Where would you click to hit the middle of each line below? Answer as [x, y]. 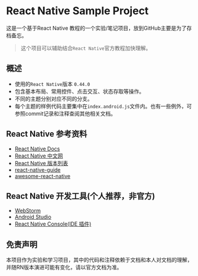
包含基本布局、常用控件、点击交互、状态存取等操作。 [79, 91]
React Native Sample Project [77, 11]
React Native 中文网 [39, 156]
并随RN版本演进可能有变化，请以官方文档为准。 [64, 267]
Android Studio [33, 217]
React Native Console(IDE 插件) [53, 224]
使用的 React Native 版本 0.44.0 [52, 84]
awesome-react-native [43, 176]
